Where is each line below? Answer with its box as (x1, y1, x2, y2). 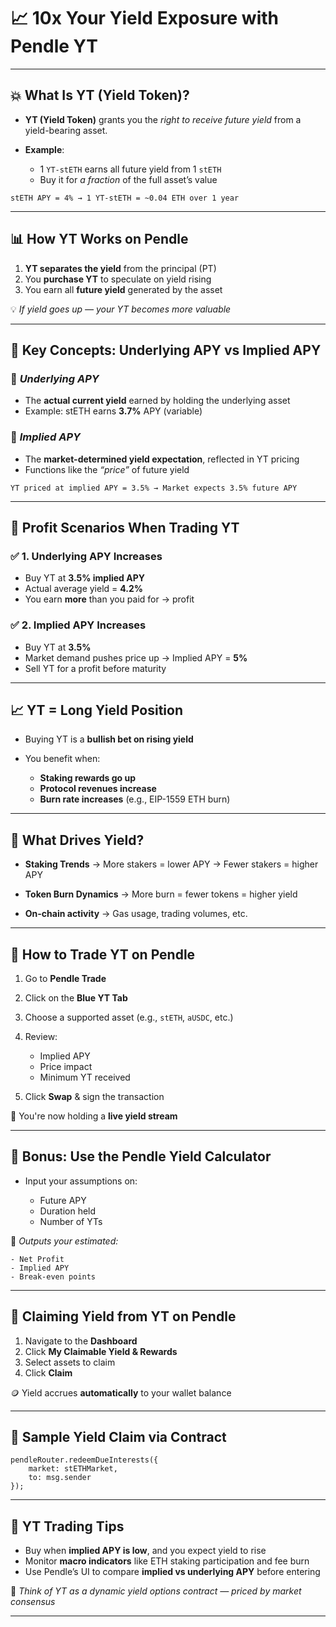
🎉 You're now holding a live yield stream (10, 1110, 178, 1122)
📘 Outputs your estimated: (10, 1235, 119, 1247)
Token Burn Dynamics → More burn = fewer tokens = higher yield (24, 888, 298, 900)
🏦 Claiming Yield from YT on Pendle (10, 1308, 237, 1325)
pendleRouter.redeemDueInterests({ (10, 1455, 159, 1465)
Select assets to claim (24, 1356, 116, 1368)
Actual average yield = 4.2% (24, 583, 143, 595)
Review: (24, 1030, 58, 1042)
